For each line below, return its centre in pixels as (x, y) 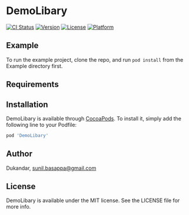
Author (19, 154)
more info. (19, 207)
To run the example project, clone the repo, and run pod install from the (95, 59)
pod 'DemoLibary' (27, 135)
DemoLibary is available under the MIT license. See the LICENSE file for (93, 200)
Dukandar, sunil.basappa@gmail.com (51, 168)
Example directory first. (34, 66)
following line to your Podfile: (42, 125)
